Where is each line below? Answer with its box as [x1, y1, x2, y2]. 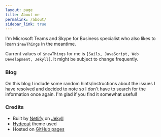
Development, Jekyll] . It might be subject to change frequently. [5, 56, 139, 62]
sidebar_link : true [5, 21, 47, 27]
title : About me [5, 12, 40, 17]
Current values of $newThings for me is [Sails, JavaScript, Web [5, 51, 139, 57]
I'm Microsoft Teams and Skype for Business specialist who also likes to [5, 36, 156, 42]
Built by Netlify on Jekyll [12, 115, 64, 121]
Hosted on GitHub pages [12, 126, 65, 132]
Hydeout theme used [12, 120, 57, 127]
